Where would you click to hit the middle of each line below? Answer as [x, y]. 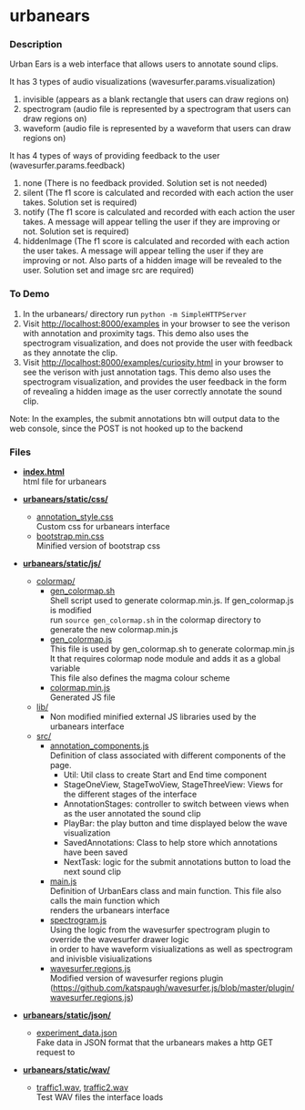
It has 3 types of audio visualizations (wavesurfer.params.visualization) [142, 82]
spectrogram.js [78, 920]
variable [65, 668]
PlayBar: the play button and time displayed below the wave [175, 823]
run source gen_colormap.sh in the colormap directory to [155, 620]
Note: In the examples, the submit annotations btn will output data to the [145, 418]
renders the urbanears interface [110, 910]
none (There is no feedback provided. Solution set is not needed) [145, 183]
